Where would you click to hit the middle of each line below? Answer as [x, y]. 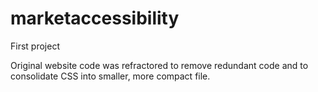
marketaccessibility [95, 18]
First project [35, 46]
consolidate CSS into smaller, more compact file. [110, 76]
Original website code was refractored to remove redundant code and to [159, 65]
